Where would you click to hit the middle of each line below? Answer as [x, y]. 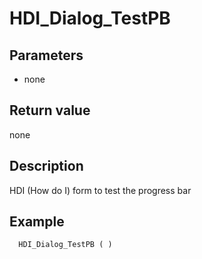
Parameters [46, 55]
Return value [50, 110]
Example [37, 222]
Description [46, 166]
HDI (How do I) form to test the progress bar [100, 190]
